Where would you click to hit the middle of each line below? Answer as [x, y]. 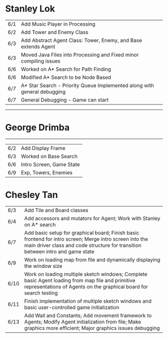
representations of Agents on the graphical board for [86, 286]
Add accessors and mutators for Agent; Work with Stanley [92, 218]
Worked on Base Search [49, 156]
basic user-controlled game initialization [72, 307]
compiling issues [41, 61]
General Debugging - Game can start [65, 100]
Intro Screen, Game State [50, 164]
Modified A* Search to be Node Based [66, 77]
